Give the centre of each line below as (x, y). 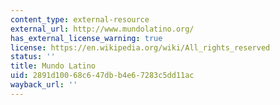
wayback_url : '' (44, 85)
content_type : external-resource (80, 19)
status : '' (33, 57)
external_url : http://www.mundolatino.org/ (102, 29)
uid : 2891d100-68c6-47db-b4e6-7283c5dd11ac (102, 76)
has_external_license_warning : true (86, 38)
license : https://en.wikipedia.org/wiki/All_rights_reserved (140, 47)
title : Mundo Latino (53, 66)
